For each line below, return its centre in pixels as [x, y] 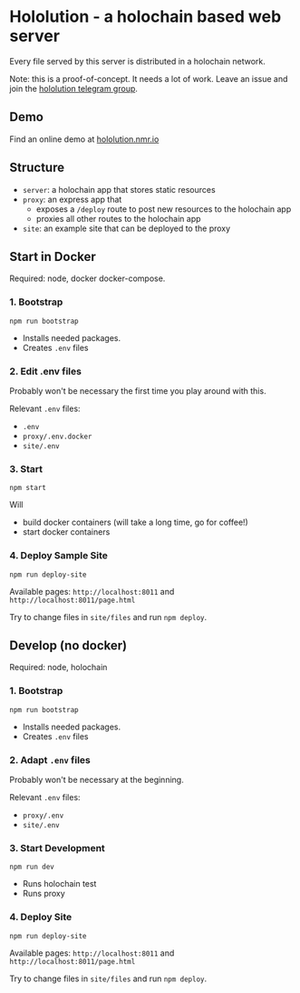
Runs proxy [44, 894]
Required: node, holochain [58, 667]
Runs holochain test [59, 884]
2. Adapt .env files [50, 759]
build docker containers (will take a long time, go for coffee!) [135, 522]
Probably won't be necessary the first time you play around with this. [138, 391]
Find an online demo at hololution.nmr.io [84, 139]
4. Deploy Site [41, 918]
